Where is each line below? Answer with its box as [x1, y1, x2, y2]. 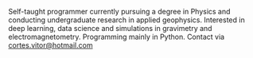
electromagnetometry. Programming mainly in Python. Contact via [8, 32, 225, 41]
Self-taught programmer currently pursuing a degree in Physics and [8, 7, 231, 16]
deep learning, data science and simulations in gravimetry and [8, 24, 212, 33]
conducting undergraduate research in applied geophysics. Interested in [8, 15, 245, 25]
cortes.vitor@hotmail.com [8, 41, 93, 50]
